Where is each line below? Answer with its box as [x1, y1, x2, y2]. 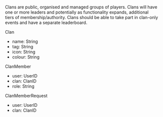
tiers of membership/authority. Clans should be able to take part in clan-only [5, 15, 158, 20]
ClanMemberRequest [5, 93, 48, 98]
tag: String [12, 44, 34, 49]
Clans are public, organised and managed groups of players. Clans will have [5, 4, 158, 10]
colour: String [12, 54, 40, 60]
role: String [12, 83, 35, 89]
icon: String [12, 49, 36, 55]
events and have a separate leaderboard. [5, 19, 88, 25]
